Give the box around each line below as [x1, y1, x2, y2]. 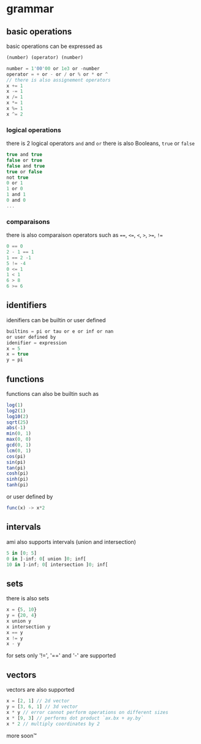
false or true [6, 157, 43, 163]
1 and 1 [6, 192, 26, 198]
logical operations [6, 125, 61, 134]
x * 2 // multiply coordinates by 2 [6, 721, 100, 727]
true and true [6, 152, 43, 158]
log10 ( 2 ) [6, 413, 29, 419]
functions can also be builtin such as [6, 390, 99, 397]
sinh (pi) [6, 476, 29, 482]
